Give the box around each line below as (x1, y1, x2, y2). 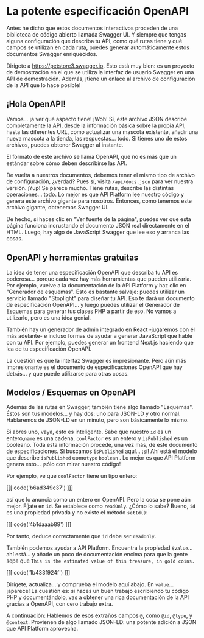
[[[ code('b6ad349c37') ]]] (6, 484, 73, 491)
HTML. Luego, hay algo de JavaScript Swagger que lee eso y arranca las (6, 228, 190, 236)
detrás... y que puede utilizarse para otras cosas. (6, 370, 129, 377)
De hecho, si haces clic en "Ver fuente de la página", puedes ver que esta (6, 215, 191, 223)
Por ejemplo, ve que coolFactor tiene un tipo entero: (6, 472, 138, 480)
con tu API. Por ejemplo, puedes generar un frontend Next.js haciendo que (6, 338, 194, 346)
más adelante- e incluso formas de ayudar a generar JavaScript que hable (6, 332, 193, 339)
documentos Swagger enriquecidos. (6, 50, 97, 57)
